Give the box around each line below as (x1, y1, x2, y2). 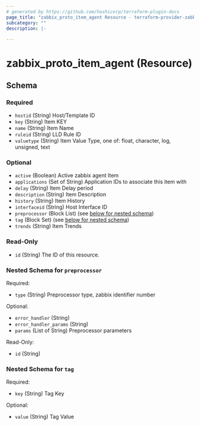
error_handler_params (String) (14, 320, 89, 328)
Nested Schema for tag (6, 365, 74, 373)
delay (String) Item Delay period (14, 184, 93, 192)
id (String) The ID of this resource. (14, 251, 100, 258)
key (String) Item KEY (14, 118, 67, 125)
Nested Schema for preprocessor (6, 266, 102, 274)
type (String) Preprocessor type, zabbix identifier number (14, 291, 156, 298)
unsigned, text (14, 144, 51, 150)
